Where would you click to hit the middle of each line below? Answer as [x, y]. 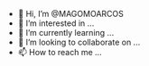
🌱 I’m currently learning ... [66, 33]
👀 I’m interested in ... [56, 23]
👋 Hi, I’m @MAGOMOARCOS [70, 14]
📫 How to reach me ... [60, 52]
